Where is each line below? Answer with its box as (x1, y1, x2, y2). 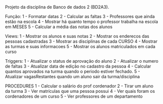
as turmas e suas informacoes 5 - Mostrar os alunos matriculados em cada (5, 44, 156, 49)
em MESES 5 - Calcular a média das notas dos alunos (5, 24, 113, 30)
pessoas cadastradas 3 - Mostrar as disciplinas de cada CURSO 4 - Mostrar (5, 38, 158, 44)
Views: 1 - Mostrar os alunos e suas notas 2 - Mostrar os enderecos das (5, 34, 149, 39)
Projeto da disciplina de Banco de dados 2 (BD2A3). (5, 4, 109, 10)
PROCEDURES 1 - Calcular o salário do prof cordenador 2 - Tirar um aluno (5, 83, 154, 89)
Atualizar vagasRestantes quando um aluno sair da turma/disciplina (5, 74, 140, 79)
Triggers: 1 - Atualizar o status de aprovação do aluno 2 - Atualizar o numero (5, 58, 159, 64)
